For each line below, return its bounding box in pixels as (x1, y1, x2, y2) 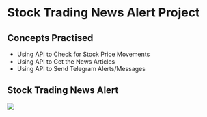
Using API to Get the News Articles (16, 57, 115, 66)
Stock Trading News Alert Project (7, 5, 200, 21)
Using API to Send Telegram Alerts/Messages (16, 65, 146, 73)
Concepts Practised (7, 32, 94, 44)
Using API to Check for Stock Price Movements (16, 50, 150, 58)
